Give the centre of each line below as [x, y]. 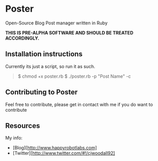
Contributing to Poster [42, 92]
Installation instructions [44, 54]
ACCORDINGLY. [22, 38]
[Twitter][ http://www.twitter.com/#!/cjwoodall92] [64, 153]
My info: [14, 138]
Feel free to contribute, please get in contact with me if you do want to [79, 104]
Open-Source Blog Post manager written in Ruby [57, 23]
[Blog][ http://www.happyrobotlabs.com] [55, 148]
